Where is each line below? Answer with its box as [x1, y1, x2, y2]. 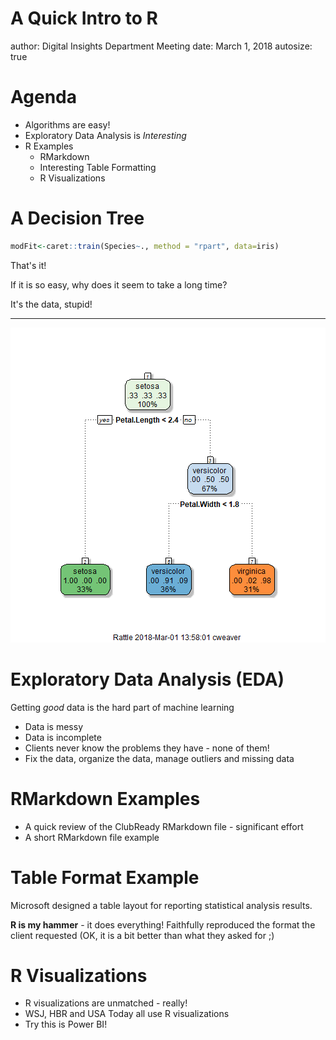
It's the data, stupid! [10, 298, 93, 310]
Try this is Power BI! [24, 1018, 108, 1031]
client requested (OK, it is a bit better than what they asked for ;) [10, 929, 275, 941]
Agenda [10, 86, 77, 109]
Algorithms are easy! [24, 118, 111, 131]
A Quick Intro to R [10, 7, 158, 30]
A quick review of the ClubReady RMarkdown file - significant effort [24, 820, 304, 832]
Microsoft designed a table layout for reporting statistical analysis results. [10, 899, 313, 911]
